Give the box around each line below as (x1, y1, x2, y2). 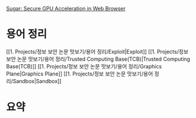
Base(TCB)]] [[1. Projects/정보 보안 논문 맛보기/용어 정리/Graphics (6, 63, 162, 70)
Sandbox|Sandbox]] (12, 77, 62, 84)
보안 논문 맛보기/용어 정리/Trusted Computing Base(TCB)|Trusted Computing (6, 55, 191, 63)
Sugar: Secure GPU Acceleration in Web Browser (6, 5, 126, 12)
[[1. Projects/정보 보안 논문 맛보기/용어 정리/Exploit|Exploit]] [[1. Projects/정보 (6, 48, 188, 55)
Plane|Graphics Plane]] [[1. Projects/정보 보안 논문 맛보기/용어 (6, 70, 153, 77)
